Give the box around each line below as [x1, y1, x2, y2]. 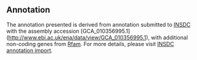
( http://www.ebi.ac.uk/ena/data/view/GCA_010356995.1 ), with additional [6, 33, 188, 41]
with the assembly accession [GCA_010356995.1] [6, 27, 130, 35]
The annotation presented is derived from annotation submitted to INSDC [6, 21, 191, 28]
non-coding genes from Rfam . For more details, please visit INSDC [6, 40, 174, 47]
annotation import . [6, 47, 53, 54]
